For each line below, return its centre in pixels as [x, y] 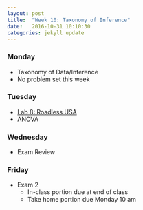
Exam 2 [28, 185]
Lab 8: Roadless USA [47, 112]
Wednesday [27, 137]
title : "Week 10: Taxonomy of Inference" [69, 20]
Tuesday [22, 97]
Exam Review [36, 152]
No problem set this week [53, 79]
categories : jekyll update [46, 33]
